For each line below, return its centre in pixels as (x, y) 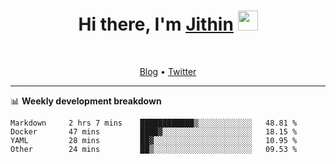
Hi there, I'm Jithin (156, 24)
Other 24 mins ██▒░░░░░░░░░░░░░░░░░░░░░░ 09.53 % (154, 149)
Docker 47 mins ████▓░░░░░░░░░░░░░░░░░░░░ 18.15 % (154, 131)
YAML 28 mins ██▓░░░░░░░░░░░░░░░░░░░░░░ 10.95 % (154, 140)
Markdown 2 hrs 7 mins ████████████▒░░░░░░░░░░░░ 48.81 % (154, 123)
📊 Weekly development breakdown (86, 101)
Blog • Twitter (168, 71)
